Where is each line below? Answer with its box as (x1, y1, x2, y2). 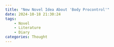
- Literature (14, 25, 41, 30)
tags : (5, 16, 16, 21)
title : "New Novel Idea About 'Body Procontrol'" (5, 7, 110, 12)
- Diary (14, 30, 30, 35)
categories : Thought (5, 35, 48, 40)
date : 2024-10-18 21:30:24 (5, 12, 61, 17)
